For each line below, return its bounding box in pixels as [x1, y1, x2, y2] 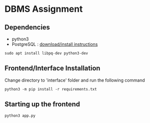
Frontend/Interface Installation [4, 64, 100, 72]
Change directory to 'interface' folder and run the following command [4, 77, 145, 83]
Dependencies [4, 23, 50, 31]
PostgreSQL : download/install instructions [11, 41, 98, 47]
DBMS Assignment [4, 3, 83, 15]
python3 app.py [4, 113, 36, 118]
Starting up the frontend [4, 100, 80, 109]
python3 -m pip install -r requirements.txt [4, 87, 97, 92]
